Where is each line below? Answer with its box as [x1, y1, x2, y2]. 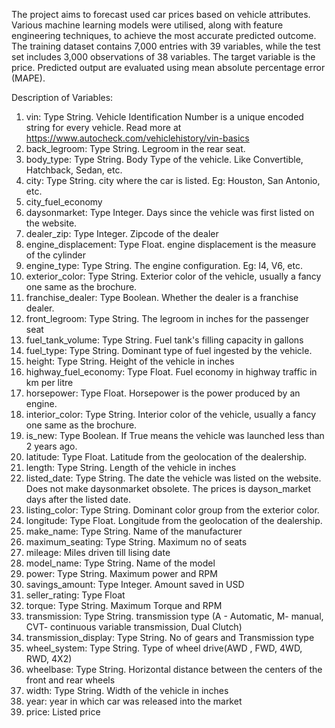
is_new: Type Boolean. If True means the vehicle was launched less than [25, 430, 325, 441]
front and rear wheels [25, 674, 116, 686]
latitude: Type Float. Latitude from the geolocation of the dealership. [25, 451, 308, 463]
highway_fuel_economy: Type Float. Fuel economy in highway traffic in [25, 366, 318, 378]
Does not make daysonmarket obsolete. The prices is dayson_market [25, 483, 311, 494]
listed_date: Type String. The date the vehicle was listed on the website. [25, 472, 322, 484]
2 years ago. [25, 440, 78, 452]
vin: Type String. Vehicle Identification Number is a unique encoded [25, 111, 304, 123]
